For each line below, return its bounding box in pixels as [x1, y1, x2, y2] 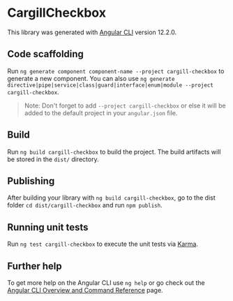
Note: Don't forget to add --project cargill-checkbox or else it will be [24, 101, 226, 110]
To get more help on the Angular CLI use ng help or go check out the [7, 279, 205, 287]
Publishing [7, 175, 55, 186]
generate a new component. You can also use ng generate [7, 74, 175, 82]
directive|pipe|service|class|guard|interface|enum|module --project [7, 82, 214, 89]
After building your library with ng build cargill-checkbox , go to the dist [7, 193, 216, 202]
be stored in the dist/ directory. [7, 155, 99, 163]
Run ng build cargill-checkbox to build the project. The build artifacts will [7, 147, 221, 156]
